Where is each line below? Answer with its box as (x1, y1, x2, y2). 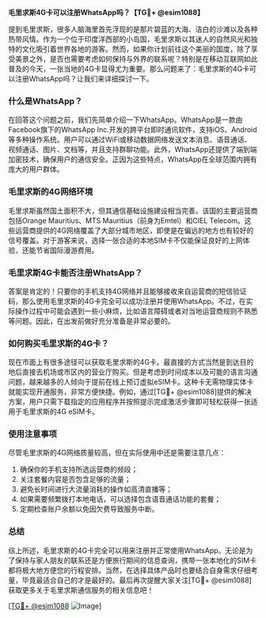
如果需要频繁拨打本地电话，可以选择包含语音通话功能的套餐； (19, 495, 222, 504)
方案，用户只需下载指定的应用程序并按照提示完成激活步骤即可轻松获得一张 (8, 397, 251, 407)
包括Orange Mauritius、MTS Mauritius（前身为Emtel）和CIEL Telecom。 (8, 215, 245, 225)
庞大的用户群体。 (8, 165, 64, 174)
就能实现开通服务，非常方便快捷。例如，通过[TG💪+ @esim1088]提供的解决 (8, 387, 252, 396)
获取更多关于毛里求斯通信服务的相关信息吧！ (8, 585, 154, 594)
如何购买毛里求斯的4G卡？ (8, 338, 109, 349)
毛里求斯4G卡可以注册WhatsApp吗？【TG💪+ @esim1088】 (8, 8, 204, 17)
